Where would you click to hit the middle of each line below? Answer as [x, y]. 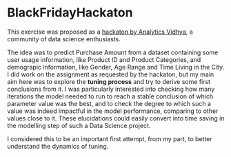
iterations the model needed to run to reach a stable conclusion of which [110, 96]
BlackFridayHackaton [70, 13]
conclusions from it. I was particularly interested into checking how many [111, 89]
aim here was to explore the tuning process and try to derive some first [109, 81]
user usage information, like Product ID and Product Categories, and [104, 59]
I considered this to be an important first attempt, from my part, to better [110, 138]
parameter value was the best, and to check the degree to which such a [109, 103]
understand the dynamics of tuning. [58, 146]
